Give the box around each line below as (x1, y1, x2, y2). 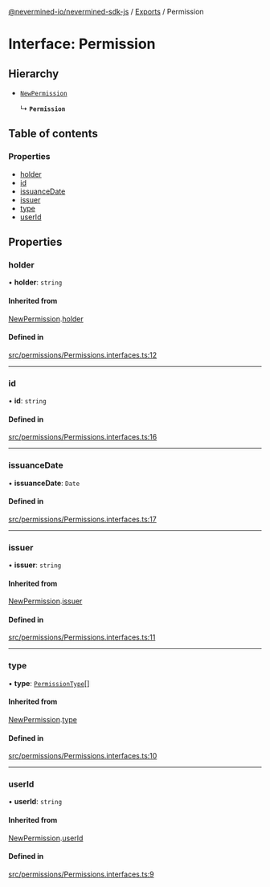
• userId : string (8, 797, 63, 807)
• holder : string (8, 277, 63, 288)
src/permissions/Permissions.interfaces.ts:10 (8, 751, 157, 761)
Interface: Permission (8, 35, 156, 53)
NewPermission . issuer (8, 596, 83, 606)
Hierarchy (8, 67, 59, 80)
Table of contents (8, 127, 98, 141)
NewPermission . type (8, 714, 78, 724)
